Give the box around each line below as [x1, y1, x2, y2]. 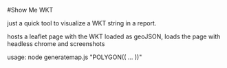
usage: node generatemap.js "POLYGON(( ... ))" [7, 53, 142, 61]
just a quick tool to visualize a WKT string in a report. [7, 19, 157, 27]
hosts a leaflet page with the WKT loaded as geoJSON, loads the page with [7, 32, 221, 41]
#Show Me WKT [7, 6, 54, 14]
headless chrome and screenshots [7, 40, 105, 47]
